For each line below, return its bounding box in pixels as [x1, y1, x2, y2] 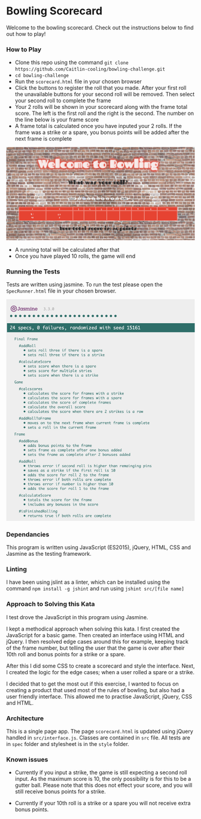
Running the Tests [6, 267, 60, 276]
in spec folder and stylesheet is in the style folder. [6, 740, 130, 747]
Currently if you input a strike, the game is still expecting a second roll [14, 769, 187, 776]
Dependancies [6, 530, 50, 538]
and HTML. [6, 699, 34, 707]
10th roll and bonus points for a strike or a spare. [6, 650, 126, 657]
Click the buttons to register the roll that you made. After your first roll [14, 84, 187, 92]
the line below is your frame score [14, 116, 99, 123]
